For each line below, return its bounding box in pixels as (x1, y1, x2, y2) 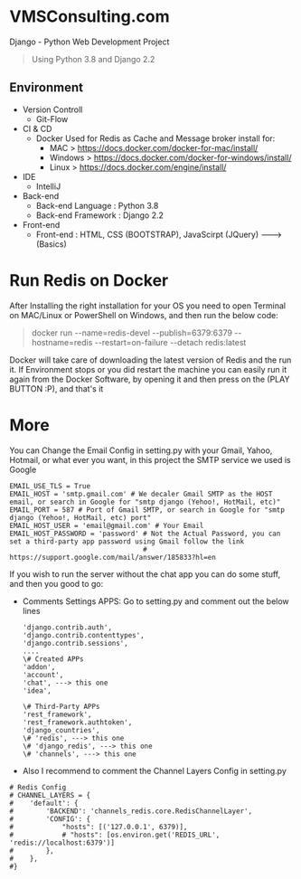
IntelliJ (35, 181, 61, 192)
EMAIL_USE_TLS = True (9, 481, 91, 490)
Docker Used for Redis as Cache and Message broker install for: (35, 133, 276, 144)
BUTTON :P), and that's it (9, 383, 104, 394)
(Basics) (35, 238, 67, 250)
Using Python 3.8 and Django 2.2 (31, 53, 155, 64)
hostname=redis (31, 336, 93, 347)
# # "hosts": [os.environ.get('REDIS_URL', (9, 830, 221, 839)
